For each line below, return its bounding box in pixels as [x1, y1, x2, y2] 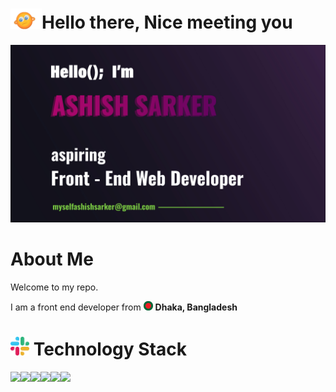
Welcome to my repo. [10, 281, 99, 293]
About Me [10, 248, 94, 270]
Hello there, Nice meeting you [41, 11, 293, 34]
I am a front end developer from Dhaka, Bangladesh [10, 301, 238, 313]
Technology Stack [33, 338, 187, 360]
